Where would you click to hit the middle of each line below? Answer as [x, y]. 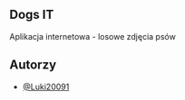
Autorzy [33, 65]
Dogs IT [32, 15]
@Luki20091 [46, 86]
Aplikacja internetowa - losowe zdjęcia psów [93, 36]
